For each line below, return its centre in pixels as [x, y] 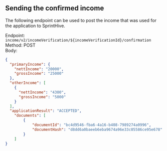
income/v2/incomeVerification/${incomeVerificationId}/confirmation [78, 40]
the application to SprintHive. [35, 26]
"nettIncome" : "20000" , [39, 69]
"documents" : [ [30, 116]
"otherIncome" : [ [28, 83]
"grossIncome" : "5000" [42, 97]
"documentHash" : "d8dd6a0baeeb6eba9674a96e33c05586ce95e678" [97, 129]
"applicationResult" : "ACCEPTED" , [46, 111]
